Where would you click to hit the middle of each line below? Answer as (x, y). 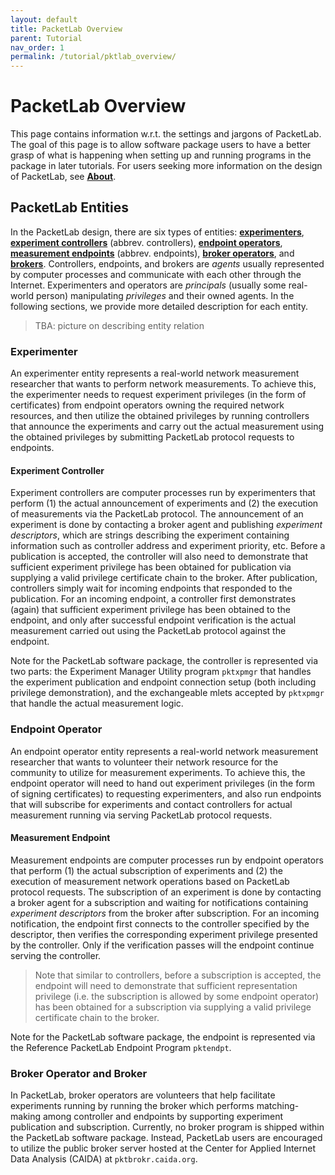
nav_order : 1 (37, 47)
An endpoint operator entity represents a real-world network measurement (164, 751)
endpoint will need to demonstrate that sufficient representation (166, 985)
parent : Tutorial (46, 38)
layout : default (44, 19)
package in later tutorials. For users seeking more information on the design (166, 166)
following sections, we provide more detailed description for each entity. (159, 306)
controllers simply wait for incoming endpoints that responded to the (151, 588)
